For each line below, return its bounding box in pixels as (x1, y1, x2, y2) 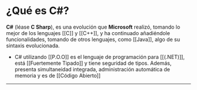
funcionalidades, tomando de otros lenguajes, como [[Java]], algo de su (6, 36, 181, 43)
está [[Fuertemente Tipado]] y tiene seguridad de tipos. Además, (14, 60, 172, 67)
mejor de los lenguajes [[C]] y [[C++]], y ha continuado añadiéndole (6, 29, 170, 36)
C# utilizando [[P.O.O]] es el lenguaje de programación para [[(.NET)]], (14, 53, 185, 60)
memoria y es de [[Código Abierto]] (14, 72, 101, 79)
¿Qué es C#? (6, 4, 69, 18)
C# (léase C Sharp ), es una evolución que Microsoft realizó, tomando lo (6, 23, 181, 30)
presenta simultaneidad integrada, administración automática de (14, 65, 171, 72)
